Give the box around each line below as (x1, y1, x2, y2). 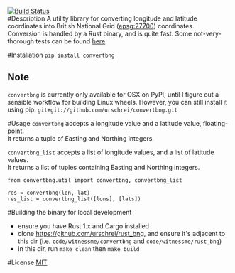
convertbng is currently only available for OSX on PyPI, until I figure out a (7, 90, 219, 99)
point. (7, 127, 25, 135)
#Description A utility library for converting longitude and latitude (7, 14, 197, 23)
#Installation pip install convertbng (7, 50, 115, 59)
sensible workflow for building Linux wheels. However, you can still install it (7, 97, 228, 106)
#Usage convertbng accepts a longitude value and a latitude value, (7, 119, 202, 127)
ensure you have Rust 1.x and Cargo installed (17, 221, 150, 230)
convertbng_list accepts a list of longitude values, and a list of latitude (7, 148, 214, 156)
